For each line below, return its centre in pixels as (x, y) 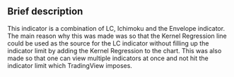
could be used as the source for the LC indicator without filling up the (108, 43)
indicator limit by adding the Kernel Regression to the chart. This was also (115, 50)
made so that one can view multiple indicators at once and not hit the (108, 58)
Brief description (45, 12)
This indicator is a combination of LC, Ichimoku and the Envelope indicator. (116, 28)
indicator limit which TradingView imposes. (70, 65)
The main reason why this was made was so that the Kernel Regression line (117, 36)
